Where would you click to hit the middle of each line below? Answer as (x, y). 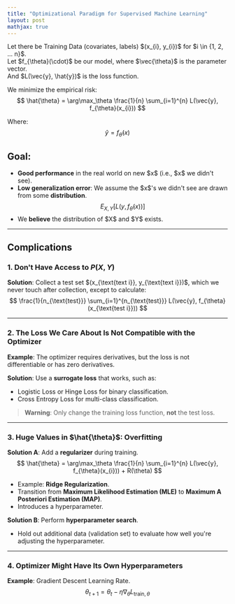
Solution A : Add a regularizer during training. (73, 452)
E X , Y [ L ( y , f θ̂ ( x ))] (123, 207)
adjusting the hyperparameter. (61, 541)
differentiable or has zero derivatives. (61, 364)
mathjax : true (28, 27)
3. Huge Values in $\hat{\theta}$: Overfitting (85, 437)
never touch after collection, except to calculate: (77, 290)
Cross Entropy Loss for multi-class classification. (88, 398)
